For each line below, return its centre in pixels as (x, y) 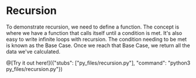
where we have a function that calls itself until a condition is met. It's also (94, 33)
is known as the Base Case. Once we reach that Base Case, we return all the (98, 45)
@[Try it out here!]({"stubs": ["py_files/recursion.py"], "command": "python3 (98, 63)
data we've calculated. (33, 51)
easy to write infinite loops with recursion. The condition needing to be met (97, 39)
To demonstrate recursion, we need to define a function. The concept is (93, 27)
